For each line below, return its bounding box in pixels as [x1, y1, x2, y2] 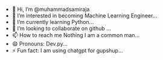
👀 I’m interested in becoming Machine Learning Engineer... [11, 12, 158, 19]
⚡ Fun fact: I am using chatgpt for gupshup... [11, 47, 123, 54]
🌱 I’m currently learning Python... [11, 19, 94, 25]
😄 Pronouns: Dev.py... [11, 40, 68, 47]
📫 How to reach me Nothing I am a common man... [11, 32, 140, 38]
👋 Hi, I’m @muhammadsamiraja [11, 6, 90, 13]
